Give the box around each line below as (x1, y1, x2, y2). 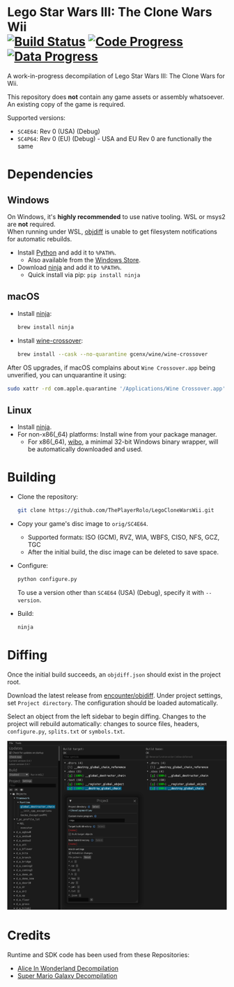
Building (7, 469, 56, 485)
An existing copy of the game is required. (7, 100, 125, 108)
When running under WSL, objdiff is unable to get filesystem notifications (7, 227, 218, 236)
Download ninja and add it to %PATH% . (17, 263, 122, 271)
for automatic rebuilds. (7, 234, 72, 243)
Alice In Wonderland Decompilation (17, 964, 119, 972)
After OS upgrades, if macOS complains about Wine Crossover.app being (7, 363, 216, 372)
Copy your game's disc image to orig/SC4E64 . (17, 520, 148, 527)
